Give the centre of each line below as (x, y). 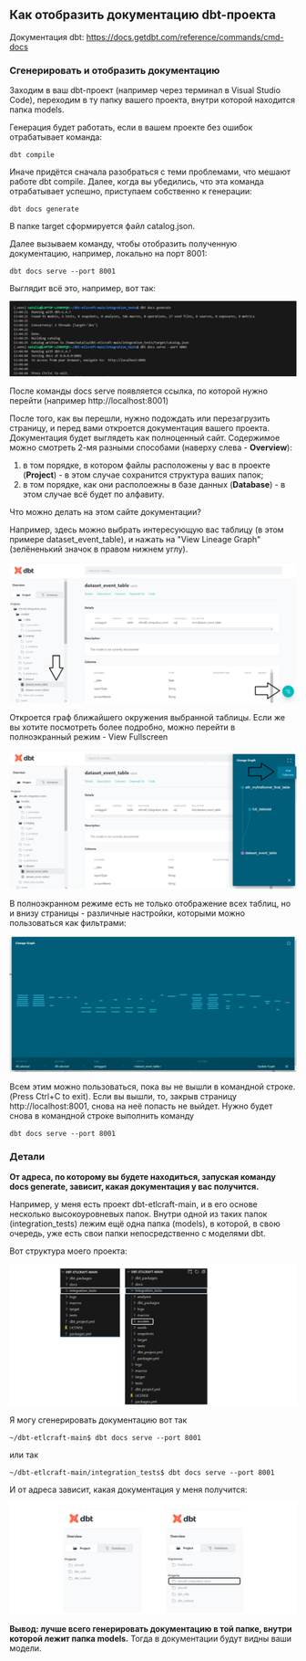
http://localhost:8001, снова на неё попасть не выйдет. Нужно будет (141, 1106)
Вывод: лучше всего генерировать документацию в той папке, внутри (151, 1629)
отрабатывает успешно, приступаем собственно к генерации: (131, 192)
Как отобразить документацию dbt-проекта (143, 15)
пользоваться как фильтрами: (68, 922)
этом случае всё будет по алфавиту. (93, 494)
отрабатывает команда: (56, 137)
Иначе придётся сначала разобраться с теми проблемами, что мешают (150, 172)
